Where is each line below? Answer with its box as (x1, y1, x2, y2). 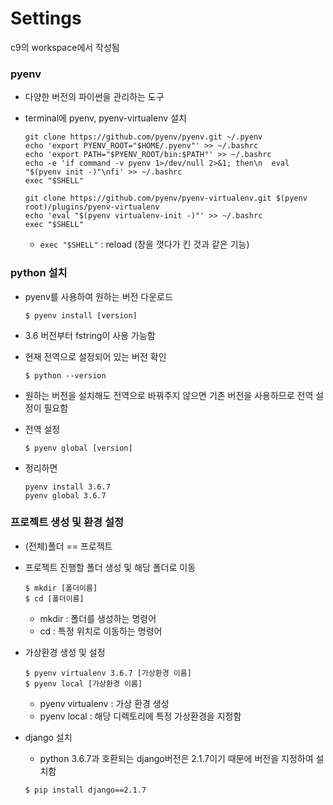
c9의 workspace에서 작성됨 (10, 41, 120, 53)
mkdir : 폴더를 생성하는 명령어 (39, 612, 157, 624)
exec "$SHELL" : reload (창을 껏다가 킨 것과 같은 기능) (39, 238, 250, 251)
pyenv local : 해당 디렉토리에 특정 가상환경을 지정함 (39, 710, 242, 722)
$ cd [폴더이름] (24, 593, 85, 604)
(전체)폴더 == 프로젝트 (24, 540, 113, 552)
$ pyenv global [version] (24, 443, 133, 453)
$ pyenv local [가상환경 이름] (24, 678, 143, 689)
